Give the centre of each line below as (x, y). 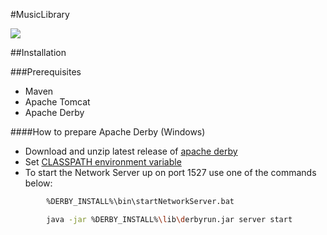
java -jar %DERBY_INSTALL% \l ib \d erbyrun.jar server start (169, 219)
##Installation (38, 52)
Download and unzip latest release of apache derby (131, 151)
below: (38, 183)
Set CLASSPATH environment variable (103, 162)
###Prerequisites (46, 72)
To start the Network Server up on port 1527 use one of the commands (170, 172)
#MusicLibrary (40, 14)
